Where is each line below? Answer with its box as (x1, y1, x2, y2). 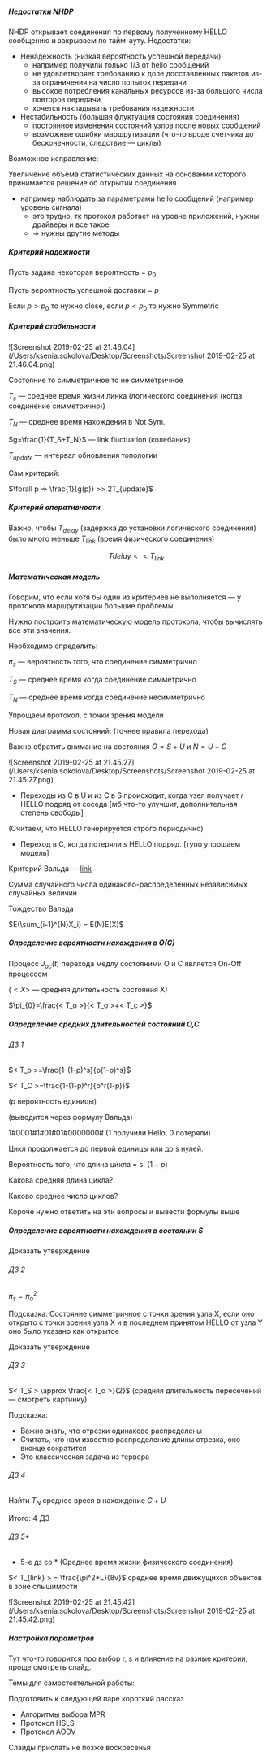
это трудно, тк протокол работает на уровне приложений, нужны (32, 211, 260, 220)
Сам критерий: (8, 468, 60, 477)
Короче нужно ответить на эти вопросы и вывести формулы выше (8, 1206, 240, 1216)
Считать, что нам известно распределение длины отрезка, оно (19, 1434, 241, 1444)
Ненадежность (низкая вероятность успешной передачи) (19, 51, 222, 61)
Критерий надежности (8, 246, 91, 256)
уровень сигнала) (19, 202, 83, 211)
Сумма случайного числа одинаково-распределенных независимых (8, 879, 248, 889)
